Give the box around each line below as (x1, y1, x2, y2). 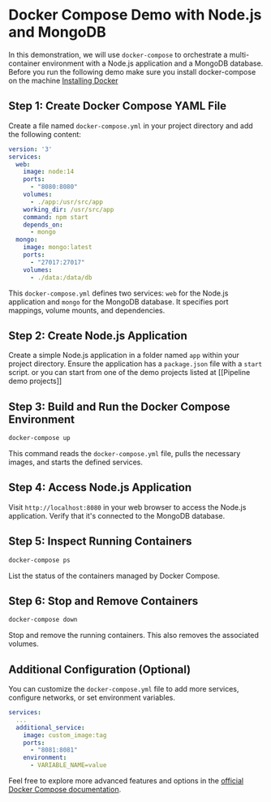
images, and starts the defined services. (8, 457, 144, 467)
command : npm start (23, 213, 89, 221)
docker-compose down (8, 615, 79, 624)
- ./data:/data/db (29, 274, 92, 282)
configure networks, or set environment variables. (8, 692, 176, 702)
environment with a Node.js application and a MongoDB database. (41, 58, 264, 68)
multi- (229, 50, 250, 59)
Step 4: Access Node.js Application (8, 481, 192, 494)
